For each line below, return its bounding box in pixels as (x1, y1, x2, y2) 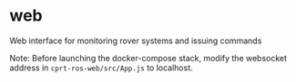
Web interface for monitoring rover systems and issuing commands (9, 35, 262, 46)
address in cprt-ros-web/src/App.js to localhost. (9, 62, 193, 73)
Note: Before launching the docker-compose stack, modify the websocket (9, 52, 288, 63)
